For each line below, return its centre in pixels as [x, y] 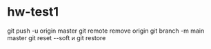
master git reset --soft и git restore [57, 37]
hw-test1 [33, 12]
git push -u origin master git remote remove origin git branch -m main [106, 31]
